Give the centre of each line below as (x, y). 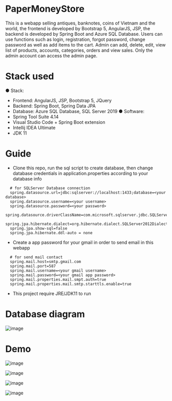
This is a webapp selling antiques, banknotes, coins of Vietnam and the (80, 23)
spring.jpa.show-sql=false (39, 228)
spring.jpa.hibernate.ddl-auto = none (51, 233)
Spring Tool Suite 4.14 (36, 117)
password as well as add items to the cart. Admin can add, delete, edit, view (85, 44)
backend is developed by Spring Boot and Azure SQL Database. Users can (84, 34)
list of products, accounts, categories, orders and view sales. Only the (79, 50)
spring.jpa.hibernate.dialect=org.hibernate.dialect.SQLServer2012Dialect (87, 224)
